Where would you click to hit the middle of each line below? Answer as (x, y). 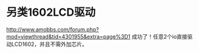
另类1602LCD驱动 (51, 12)
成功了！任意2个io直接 (160, 36)
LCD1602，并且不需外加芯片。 (49, 44)
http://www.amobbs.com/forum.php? (52, 29)
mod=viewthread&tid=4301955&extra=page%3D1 (68, 36)
